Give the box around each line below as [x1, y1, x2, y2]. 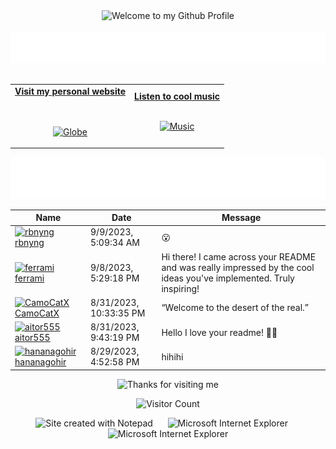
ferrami [14, 272, 45, 284]
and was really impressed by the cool [161, 261, 315, 273]
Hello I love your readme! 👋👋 [161, 326, 278, 338]
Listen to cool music [134, 90, 221, 103]
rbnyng [14, 237, 45, 249]
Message [221, 212, 262, 224]
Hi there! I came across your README [161, 250, 317, 263]
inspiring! [161, 282, 200, 294]
